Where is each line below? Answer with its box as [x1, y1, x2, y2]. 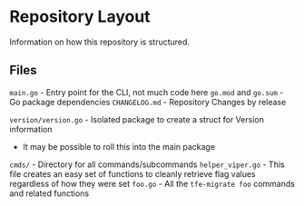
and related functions [9, 188, 89, 199]
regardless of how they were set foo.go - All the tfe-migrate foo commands [9, 178, 295, 189]
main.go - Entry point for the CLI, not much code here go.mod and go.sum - [9, 86, 284, 97]
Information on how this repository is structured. [9, 36, 191, 47]
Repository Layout [9, 6, 152, 27]
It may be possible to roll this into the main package [22, 141, 216, 152]
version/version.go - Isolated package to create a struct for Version [9, 113, 265, 124]
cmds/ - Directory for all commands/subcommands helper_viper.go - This [9, 159, 285, 170]
